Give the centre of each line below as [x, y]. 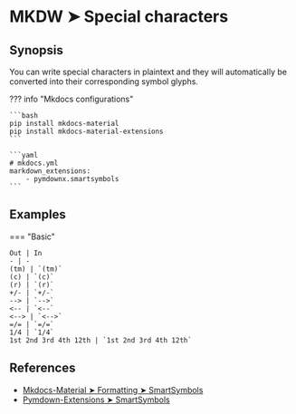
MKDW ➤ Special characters [119, 17]
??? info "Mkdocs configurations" [72, 99]
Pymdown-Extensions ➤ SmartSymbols [96, 400]
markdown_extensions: [50, 171]
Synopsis [36, 50]
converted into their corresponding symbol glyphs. [104, 82]
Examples [38, 215]
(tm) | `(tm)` [36, 269]
